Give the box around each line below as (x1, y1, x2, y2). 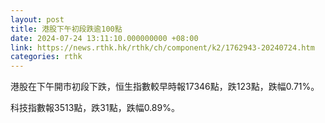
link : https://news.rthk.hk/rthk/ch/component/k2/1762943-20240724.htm (10, 42, 315, 53)
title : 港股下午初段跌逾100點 (10, 24, 123, 34)
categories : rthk (10, 52, 83, 62)
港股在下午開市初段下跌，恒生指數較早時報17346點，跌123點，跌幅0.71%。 (10, 81, 320, 93)
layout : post (10, 14, 65, 25)
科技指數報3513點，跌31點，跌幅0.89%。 (10, 102, 180, 114)
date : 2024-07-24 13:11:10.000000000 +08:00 (10, 33, 199, 43)
